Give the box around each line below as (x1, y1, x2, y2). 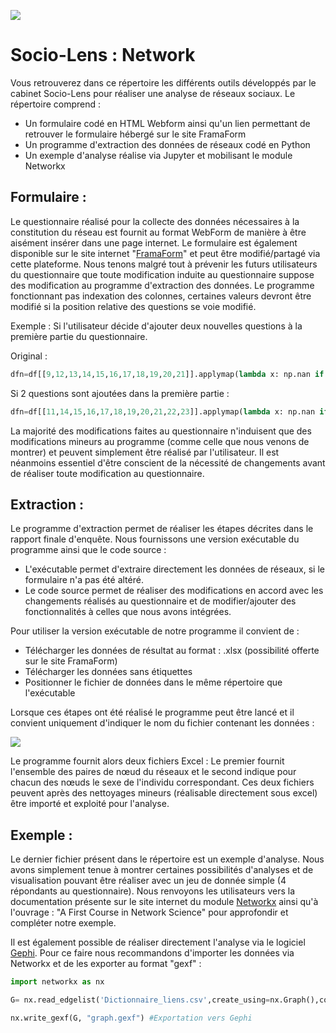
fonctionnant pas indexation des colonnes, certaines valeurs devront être (10, 290, 312, 302)
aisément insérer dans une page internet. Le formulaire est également (10, 236, 298, 249)
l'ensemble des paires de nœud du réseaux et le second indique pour (10, 766, 297, 778)
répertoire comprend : (10, 98, 102, 110)
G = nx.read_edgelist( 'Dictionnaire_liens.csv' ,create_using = (10, 995, 271, 1005)
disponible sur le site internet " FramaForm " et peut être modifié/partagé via (10, 247, 321, 259)
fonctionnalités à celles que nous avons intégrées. (24, 606, 232, 618)
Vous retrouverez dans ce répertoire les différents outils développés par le (10, 76, 317, 89)
